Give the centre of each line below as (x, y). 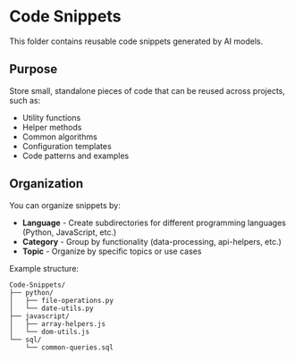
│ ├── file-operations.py (62, 300)
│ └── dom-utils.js (50, 332)
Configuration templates (67, 146)
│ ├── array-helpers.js (57, 323)
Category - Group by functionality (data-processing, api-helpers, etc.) (152, 241)
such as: (25, 100)
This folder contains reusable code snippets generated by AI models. (136, 41)
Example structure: (44, 268)
